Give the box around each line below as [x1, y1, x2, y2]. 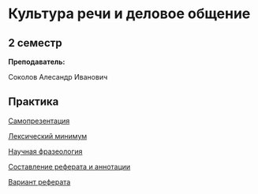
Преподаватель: [8, 57, 65, 66]
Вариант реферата [8, 177, 71, 186]
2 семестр [8, 36, 63, 50]
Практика [8, 95, 59, 109]
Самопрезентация [8, 116, 70, 125]
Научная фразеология [8, 147, 83, 156]
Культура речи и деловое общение [8, 5, 251, 23]
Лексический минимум [8, 131, 88, 140]
